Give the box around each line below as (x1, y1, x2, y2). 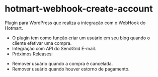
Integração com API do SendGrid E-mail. (12, 45, 96, 51)
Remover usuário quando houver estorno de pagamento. (12, 66, 130, 72)
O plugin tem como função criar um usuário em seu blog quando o (12, 35, 150, 41)
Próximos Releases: (12, 51, 53, 57)
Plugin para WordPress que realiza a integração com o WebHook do (5, 20, 146, 26)
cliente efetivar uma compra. (12, 40, 72, 46)
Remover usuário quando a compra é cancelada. (12, 60, 113, 66)
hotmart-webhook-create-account (5, 3, 153, 15)
